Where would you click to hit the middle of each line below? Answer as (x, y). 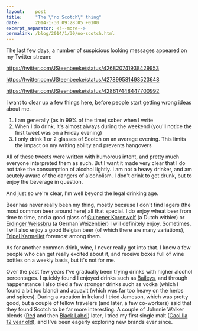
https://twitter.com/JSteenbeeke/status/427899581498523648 (83, 80)
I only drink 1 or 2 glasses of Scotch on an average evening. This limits (100, 139)
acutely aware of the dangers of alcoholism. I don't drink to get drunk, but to (99, 176)
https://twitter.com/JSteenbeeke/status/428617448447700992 (83, 91)
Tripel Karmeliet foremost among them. (54, 236)
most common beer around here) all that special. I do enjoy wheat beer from (99, 211)
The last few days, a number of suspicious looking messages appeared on (97, 50)
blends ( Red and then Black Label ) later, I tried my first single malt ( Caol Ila (97, 316)
